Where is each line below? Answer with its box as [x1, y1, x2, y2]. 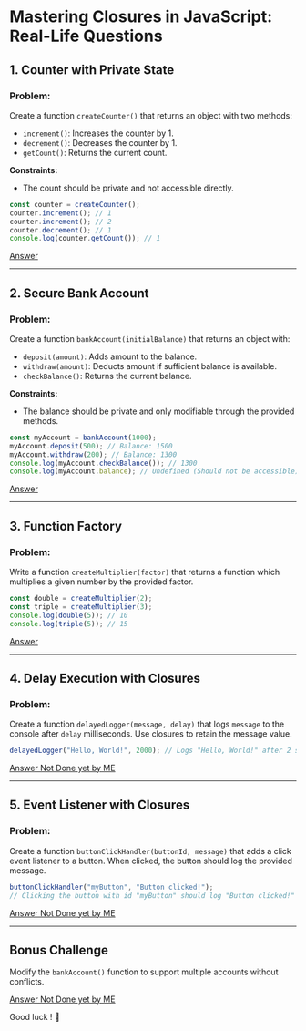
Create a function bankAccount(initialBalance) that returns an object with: [9, 333, 291, 344]
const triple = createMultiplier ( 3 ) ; [9, 602, 153, 612]
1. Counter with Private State [9, 62, 175, 77]
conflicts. [9, 976, 45, 987]
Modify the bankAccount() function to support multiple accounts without [9, 966, 279, 977]
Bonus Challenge [9, 942, 109, 958]
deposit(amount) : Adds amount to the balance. [22, 351, 198, 362]
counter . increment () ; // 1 [9, 208, 112, 218]
